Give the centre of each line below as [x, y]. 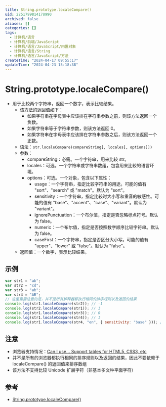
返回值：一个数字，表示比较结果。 [54, 252]
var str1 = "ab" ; [23, 281]
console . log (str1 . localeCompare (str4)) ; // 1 [53, 317]
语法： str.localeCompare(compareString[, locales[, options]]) [86, 147]
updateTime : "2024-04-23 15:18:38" [42, 65]
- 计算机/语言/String [30, 51]
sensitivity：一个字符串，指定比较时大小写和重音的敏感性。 [94, 196]
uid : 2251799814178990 [28, 14]
